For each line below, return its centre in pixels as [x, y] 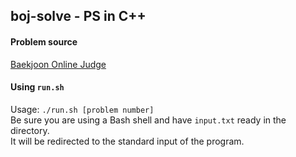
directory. [30, 130]
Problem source [44, 41]
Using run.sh [37, 87]
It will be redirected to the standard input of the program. [127, 141]
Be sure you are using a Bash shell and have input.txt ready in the [148, 120]
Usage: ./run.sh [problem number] [82, 109]
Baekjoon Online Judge [58, 64]
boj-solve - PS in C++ [78, 16]
